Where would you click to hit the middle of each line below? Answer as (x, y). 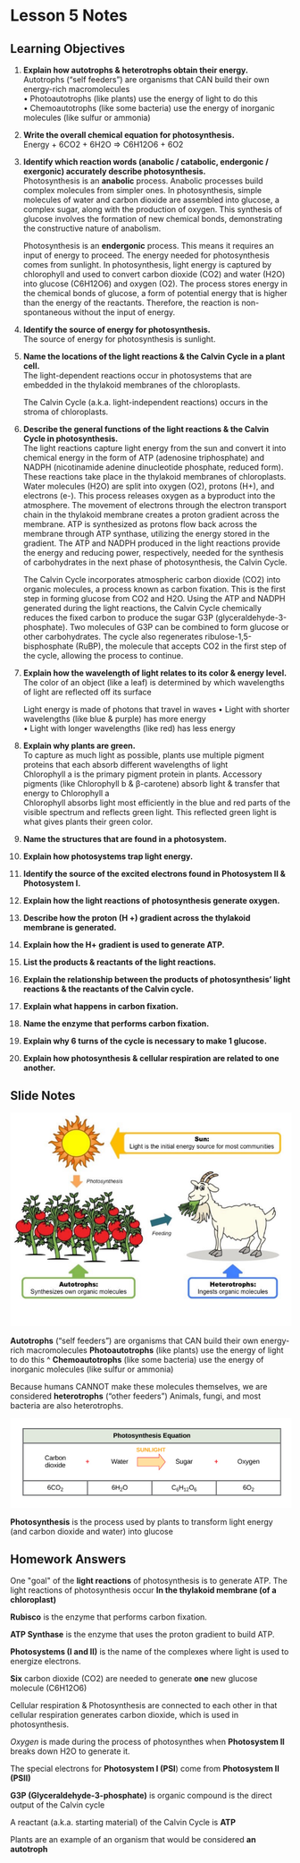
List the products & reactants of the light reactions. (120, 962)
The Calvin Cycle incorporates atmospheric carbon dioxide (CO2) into (151, 579)
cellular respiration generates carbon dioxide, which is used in (125, 1715)
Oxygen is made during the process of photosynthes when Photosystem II (147, 1742)
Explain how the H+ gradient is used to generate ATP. (124, 944)
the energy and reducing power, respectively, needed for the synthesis (153, 553)
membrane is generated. (70, 927)
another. (39, 1068)
